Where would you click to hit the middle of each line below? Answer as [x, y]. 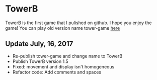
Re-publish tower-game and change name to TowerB [67, 56]
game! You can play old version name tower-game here [63, 28]
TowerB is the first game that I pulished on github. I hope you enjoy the [78, 23]
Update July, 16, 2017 [39, 44]
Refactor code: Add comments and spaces [57, 72]
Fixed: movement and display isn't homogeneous [63, 66]
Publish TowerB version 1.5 [41, 61]
